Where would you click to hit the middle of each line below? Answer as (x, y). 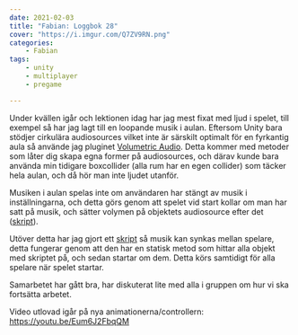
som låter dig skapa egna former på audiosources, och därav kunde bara (145, 156)
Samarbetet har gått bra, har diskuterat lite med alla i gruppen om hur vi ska (149, 285)
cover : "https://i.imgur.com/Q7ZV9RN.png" (90, 34)
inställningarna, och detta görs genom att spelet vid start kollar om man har (148, 202)
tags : (19, 59)
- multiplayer (52, 76)
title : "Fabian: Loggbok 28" (64, 26)
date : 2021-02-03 (42, 18)
